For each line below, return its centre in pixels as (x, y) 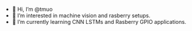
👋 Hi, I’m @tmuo (32, 9)
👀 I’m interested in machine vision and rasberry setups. (81, 15)
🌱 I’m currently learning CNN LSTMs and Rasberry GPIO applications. (99, 22)
